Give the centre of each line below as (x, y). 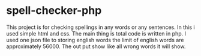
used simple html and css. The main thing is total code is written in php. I (96, 33)
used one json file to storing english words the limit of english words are (95, 40)
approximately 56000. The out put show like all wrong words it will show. (96, 46)
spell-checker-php (54, 11)
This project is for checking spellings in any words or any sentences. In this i (100, 27)
